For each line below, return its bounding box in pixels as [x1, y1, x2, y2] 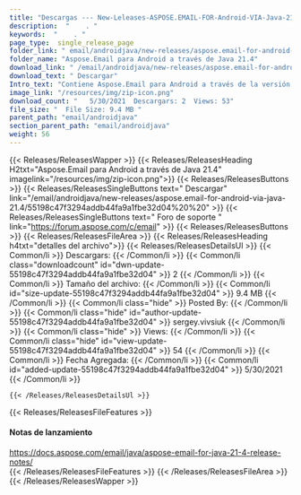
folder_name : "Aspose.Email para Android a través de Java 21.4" [9, 55, 258, 64]
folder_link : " [9, 47, 66, 56]
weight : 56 [9, 130, 50, 139]
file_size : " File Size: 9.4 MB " [9, 105, 142, 114]
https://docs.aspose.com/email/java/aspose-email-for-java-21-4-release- [9, 447, 281, 458]
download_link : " [9, 64, 74, 73]
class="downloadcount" [9, 259, 99, 270]
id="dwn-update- [99, 259, 165, 270]
